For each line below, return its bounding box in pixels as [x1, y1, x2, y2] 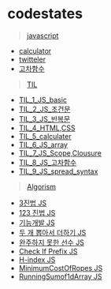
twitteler [18, 54, 46, 64]
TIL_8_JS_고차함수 [18, 157, 77, 167]
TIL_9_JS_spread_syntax [18, 167, 98, 176]
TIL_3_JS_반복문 [18, 114, 71, 123]
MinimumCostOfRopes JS [18, 263, 103, 272]
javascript [26, 31, 59, 40]
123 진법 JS [18, 208, 56, 217]
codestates [7, 5, 83, 23]
